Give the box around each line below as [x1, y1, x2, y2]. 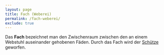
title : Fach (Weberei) [5, 12, 52, 17]
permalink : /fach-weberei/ [5, 16, 61, 21]
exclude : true [5, 20, 34, 26]
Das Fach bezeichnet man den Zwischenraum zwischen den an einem [5, 34, 148, 40]
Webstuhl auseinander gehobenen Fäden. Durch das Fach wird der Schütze [5, 39, 159, 45]
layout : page [5, 7, 32, 12]
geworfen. [5, 44, 26, 50]
